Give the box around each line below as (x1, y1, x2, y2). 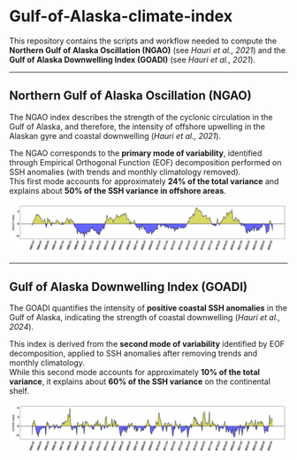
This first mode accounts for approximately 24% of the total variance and (9, 175, 279, 187)
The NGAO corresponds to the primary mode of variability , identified (9, 148, 263, 158)
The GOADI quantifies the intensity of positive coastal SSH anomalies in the (9, 303, 287, 313)
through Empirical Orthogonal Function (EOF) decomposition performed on (9, 157, 282, 167)
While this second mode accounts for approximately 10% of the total (9, 367, 261, 378)
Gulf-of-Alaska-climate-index (9, 6, 232, 27)
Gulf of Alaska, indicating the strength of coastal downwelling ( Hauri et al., (9, 312, 281, 323)
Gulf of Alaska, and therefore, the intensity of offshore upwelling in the (9, 121, 265, 132)
